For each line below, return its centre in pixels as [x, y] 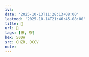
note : [11, 47]
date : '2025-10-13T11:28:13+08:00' [42, 14]
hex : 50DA [15, 38]
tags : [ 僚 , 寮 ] [20, 33]
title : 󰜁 [14, 24]
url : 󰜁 [12, 28]
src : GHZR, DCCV [22, 42]
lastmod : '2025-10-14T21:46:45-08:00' [45, 19]
